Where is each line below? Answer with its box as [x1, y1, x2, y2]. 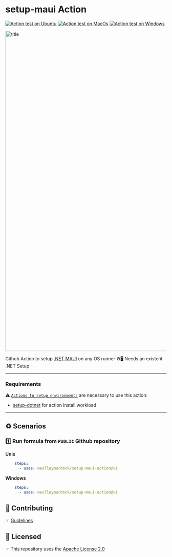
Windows [5, 475, 26, 481]
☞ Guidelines [5, 518, 33, 524]
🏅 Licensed [5, 532, 41, 541]
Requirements [5, 380, 41, 387]
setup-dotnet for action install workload [12, 402, 96, 408]
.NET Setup [5, 363, 30, 369]
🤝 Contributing [5, 504, 53, 512]
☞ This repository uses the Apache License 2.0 [5, 546, 105, 552]
